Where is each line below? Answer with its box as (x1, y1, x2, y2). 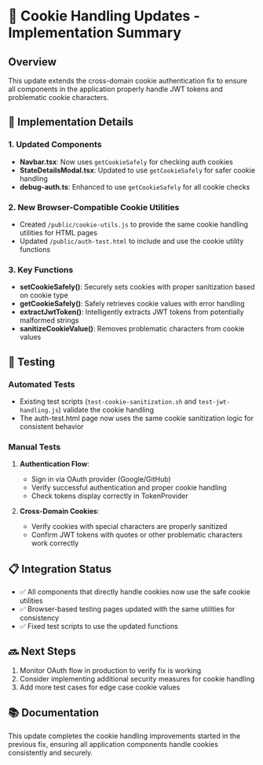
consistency (19, 613, 60, 623)
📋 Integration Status (8, 562, 112, 575)
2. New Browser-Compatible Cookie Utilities (8, 201, 180, 213)
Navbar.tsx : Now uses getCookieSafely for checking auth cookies (19, 157, 233, 166)
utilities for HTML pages (19, 227, 98, 237)
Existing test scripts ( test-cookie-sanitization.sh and (19, 397, 197, 406)
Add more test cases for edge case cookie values (19, 682, 181, 692)
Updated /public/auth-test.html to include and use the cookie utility (19, 236, 244, 246)
